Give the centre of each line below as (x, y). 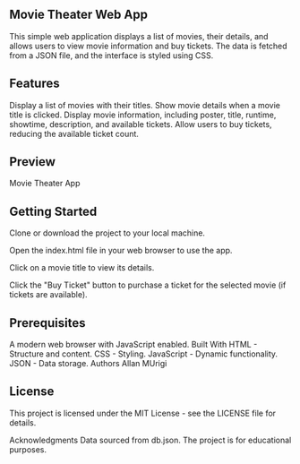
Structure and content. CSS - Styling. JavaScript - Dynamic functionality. (144, 354)
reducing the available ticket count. (74, 133)
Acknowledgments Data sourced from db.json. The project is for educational (150, 440)
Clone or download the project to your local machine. (107, 233)
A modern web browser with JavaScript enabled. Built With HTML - (133, 345)
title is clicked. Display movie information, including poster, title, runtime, (143, 115)
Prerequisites (47, 323)
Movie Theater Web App (78, 15)
